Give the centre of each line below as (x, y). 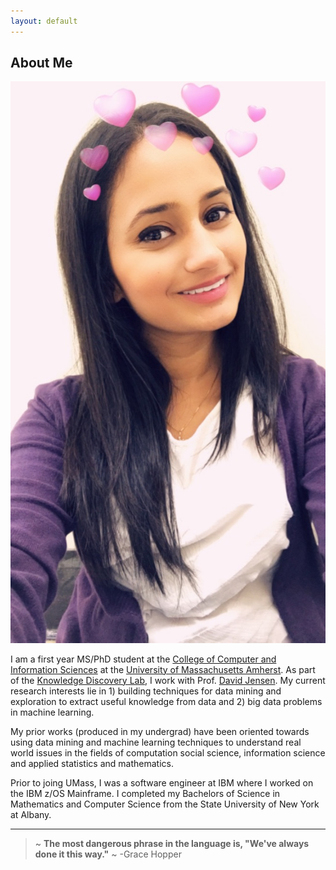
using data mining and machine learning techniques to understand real (156, 742)
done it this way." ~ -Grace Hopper (108, 854)
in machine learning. (52, 712)
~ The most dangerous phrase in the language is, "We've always (172, 843)
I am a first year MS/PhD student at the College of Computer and (143, 659)
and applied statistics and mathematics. (92, 763)
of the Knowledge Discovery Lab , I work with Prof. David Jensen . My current (168, 680)
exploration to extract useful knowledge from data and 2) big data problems (166, 701)
